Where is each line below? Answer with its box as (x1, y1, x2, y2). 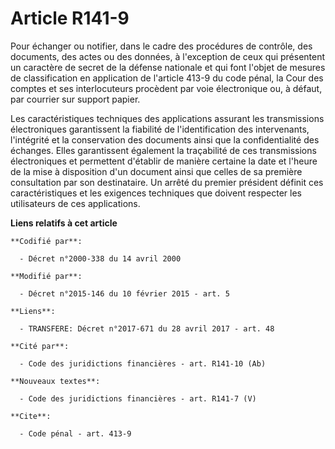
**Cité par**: (10, 341, 70, 351)
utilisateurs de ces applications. (10, 197, 141, 209)
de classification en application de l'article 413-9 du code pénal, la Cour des (10, 72, 324, 84)
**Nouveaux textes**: (10, 376, 101, 386)
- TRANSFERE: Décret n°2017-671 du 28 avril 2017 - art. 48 (19, 323, 275, 334)
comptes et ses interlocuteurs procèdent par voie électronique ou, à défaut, (10, 82, 323, 94)
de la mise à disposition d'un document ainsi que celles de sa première (10, 165, 303, 177)
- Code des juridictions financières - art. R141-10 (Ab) (19, 358, 267, 369)
